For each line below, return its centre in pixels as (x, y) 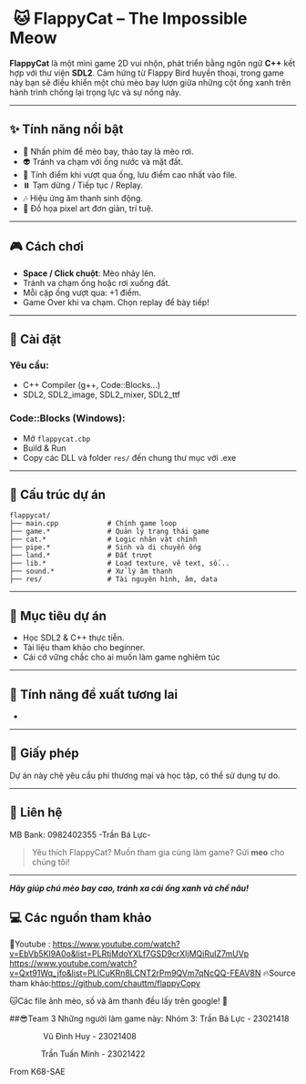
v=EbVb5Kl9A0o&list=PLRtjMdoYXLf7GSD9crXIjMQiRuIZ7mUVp (129, 954)
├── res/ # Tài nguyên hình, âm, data (114, 579)
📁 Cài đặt (36, 339)
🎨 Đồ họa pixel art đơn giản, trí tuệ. (88, 208)
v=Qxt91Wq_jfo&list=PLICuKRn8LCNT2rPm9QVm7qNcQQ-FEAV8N (135, 973)
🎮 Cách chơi (46, 246)
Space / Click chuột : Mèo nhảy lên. (89, 273)
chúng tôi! (51, 862)
